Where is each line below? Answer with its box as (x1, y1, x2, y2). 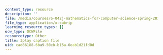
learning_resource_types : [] (5, 25, 64, 30)
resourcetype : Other (5, 34, 47, 39)
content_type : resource (5, 7, 53, 12)
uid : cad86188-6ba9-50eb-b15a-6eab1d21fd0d (5, 43, 95, 47)
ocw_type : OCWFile (5, 29, 42, 34)
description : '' (5, 11, 38, 16)
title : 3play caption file (5, 38, 60, 43)
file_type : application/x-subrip (5, 20, 73, 25)
